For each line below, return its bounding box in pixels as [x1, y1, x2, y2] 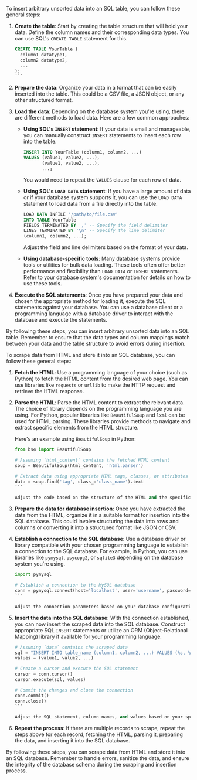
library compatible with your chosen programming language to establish [14, 541, 189, 549]
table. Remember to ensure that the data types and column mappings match [6, 334, 190, 341]
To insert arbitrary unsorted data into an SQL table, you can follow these [6, 5, 181, 12]
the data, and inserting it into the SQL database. [14, 737, 130, 744]
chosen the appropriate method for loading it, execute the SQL [14, 298, 166, 305]
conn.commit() [14, 693, 49, 699]
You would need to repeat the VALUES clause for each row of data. [23, 176, 182, 183]
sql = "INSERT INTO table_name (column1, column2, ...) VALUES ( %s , [14, 650, 186, 656]
